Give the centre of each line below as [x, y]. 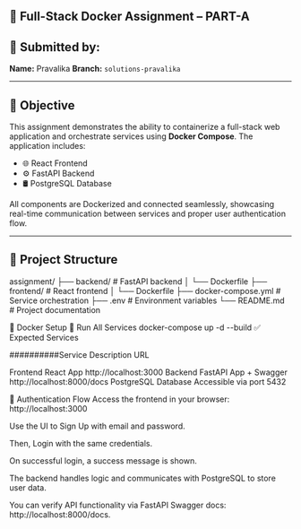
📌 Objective [42, 105]
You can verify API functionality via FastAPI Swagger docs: [118, 505]
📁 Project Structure [64, 260]
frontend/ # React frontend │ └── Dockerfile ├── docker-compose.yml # [145, 291]
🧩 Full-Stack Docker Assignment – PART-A [129, 17]
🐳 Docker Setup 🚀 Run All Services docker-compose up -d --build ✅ [135, 327]
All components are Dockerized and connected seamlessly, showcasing [142, 204]
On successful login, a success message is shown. [103, 460]
